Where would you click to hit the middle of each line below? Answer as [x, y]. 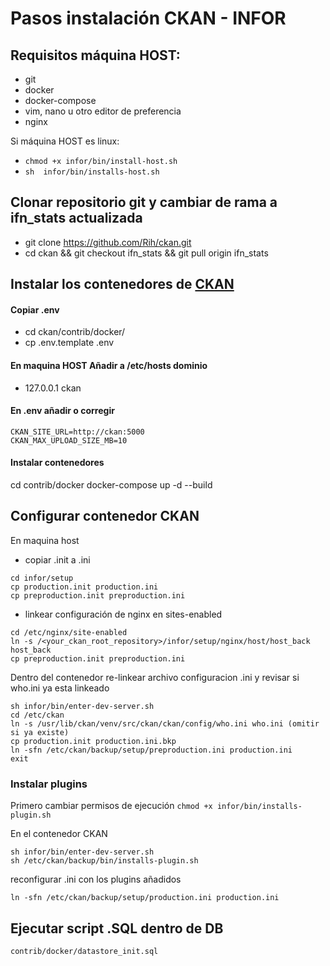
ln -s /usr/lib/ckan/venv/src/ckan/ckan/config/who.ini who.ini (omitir [165, 723]
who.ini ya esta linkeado [60, 688]
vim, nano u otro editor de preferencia [103, 111]
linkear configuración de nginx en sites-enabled [123, 614]
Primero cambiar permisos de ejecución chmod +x [111, 806]
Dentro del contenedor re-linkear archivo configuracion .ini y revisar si [155, 677]
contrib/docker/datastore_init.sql [84, 951]
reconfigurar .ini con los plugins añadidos [96, 879]
